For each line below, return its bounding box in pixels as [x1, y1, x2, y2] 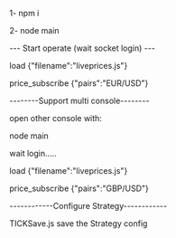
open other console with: [9, 113, 102, 123]
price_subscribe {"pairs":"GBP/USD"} [9, 183, 149, 194]
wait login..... [9, 148, 57, 158]
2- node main [9, 25, 60, 35]
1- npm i [9, 8, 40, 18]
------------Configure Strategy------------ [9, 201, 168, 211]
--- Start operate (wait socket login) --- [9, 43, 156, 53]
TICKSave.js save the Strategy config [9, 218, 148, 229]
